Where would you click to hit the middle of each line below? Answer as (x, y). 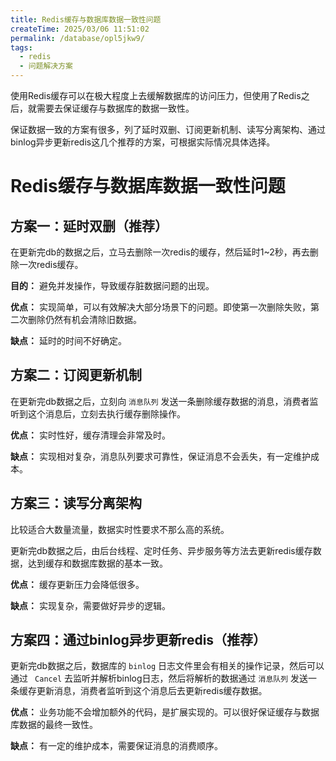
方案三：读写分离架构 (76, 503)
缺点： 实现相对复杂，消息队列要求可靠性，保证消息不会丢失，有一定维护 (160, 456)
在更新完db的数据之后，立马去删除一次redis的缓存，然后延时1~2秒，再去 (160, 252)
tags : (21, 47)
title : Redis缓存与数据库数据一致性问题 (86, 19)
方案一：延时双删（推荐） (89, 226)
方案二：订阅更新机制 (76, 375)
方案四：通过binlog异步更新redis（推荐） (138, 640)
